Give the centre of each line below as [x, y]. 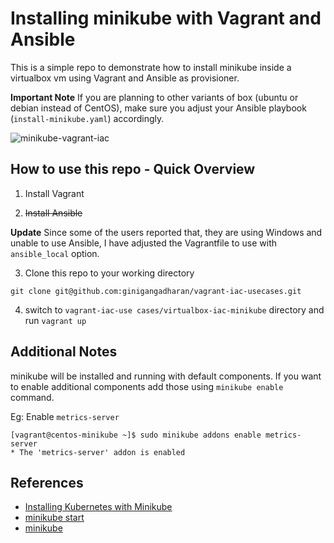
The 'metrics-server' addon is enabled [102, 452]
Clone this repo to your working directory [109, 273]
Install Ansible [53, 213]
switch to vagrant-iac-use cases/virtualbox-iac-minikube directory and [174, 309]
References [47, 482]
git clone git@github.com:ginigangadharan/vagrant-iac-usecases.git [156, 291]
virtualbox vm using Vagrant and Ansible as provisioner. [125, 78]
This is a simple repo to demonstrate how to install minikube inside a [151, 67]
